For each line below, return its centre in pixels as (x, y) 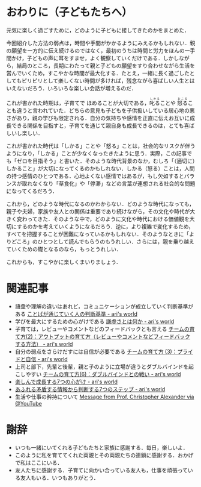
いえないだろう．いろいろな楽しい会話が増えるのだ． (71, 88)
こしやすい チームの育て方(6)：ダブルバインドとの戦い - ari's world (98, 374)
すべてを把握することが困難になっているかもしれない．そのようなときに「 (98, 234)
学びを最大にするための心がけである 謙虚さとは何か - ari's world (94, 321)
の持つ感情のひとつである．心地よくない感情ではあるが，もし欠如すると (95, 176)
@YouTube (28, 403)
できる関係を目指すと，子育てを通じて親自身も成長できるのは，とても (97, 125)
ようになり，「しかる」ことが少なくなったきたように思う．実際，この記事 (97, 153)
